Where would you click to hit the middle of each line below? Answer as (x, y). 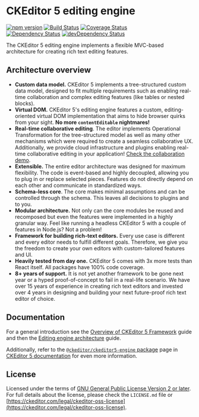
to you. (23, 204)
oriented (25, 116)
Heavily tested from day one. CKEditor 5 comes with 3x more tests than (103, 261)
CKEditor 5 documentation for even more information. (72, 356)
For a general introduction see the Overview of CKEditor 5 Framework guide (99, 332)
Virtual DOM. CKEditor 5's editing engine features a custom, (89, 109)
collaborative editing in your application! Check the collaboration (106, 154)
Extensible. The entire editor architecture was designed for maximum (100, 166)
